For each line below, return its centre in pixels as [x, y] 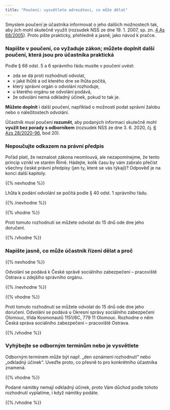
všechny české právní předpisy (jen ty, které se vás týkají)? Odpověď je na [83, 168]
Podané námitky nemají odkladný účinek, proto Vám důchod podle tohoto [82, 387]
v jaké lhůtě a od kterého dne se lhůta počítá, [59, 81]
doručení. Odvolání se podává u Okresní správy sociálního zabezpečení [80, 312]
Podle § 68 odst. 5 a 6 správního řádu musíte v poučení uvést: [70, 65]
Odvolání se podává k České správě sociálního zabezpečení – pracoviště [81, 271]
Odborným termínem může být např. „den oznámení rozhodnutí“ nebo [78, 357]
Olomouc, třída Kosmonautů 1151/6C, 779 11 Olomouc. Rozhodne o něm [79, 317]
